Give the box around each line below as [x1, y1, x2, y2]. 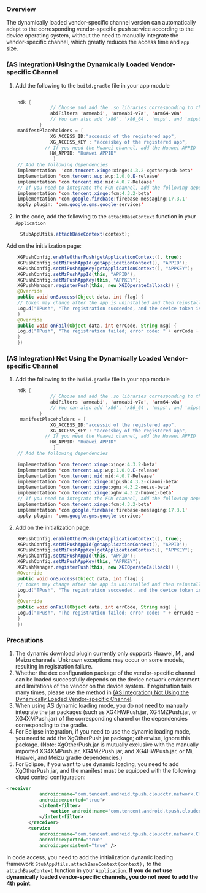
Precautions [6, 635, 44, 644]
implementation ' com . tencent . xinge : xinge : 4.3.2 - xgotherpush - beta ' [17, 167, 193, 174]
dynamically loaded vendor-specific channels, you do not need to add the [6, 873, 199, 880]
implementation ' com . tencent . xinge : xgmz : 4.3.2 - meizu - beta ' [17, 484, 172, 491]
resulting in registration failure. [15, 662, 93, 670]
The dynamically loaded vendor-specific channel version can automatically [6, 19, 196, 26]
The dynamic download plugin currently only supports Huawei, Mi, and [15, 650, 195, 657]
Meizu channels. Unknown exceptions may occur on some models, [15, 656, 185, 664]
